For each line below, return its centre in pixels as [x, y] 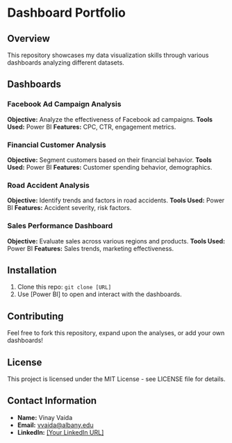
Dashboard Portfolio [67, 13]
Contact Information [52, 401]
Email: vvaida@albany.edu [55, 425]
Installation [32, 270]
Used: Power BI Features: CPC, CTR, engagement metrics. [92, 127]
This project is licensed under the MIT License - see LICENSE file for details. [116, 379]
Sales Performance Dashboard [60, 226]
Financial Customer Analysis [57, 145]
